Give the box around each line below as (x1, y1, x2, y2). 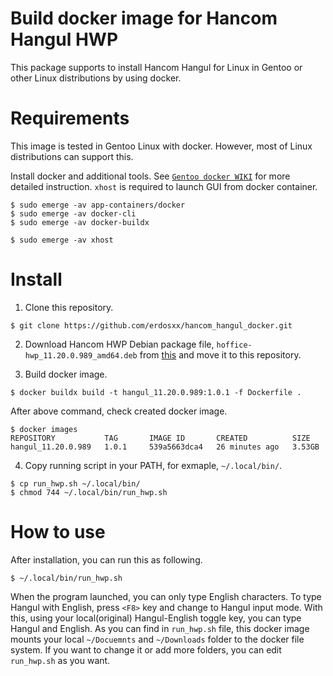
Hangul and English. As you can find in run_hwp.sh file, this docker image (10, 622, 310, 634)
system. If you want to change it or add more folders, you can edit (10, 643, 282, 656)
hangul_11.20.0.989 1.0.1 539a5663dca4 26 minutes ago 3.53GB (10, 442, 320, 452)
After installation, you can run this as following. (10, 553, 203, 566)
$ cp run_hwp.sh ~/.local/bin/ (10, 478, 141, 489)
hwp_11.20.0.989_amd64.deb (24, 350, 138, 361)
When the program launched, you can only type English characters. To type (10, 590, 322, 602)
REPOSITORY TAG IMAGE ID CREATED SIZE (10, 433, 311, 443)
